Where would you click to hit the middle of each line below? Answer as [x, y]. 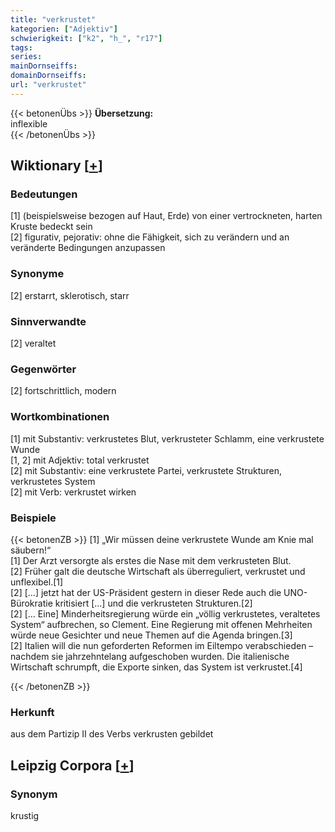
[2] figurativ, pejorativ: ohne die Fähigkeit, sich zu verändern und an [150, 237]
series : [26, 57]
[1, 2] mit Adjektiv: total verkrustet [80, 460]
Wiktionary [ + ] [56, 166]
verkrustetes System [53, 481]
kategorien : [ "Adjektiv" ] [64, 29]
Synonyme [37, 274]
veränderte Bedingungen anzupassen [88, 248]
